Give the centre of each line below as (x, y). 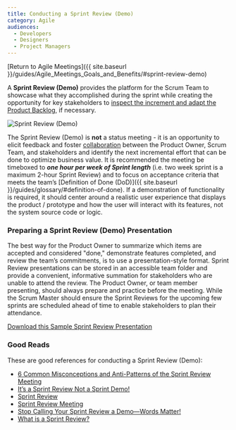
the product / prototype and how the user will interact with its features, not (115, 204)
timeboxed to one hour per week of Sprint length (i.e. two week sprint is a (115, 167)
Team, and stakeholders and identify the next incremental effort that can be (117, 152)
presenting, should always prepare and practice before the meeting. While (115, 291)
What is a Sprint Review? (54, 419)
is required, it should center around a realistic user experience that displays (117, 197)
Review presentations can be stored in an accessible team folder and (107, 268)
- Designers (31, 40)
